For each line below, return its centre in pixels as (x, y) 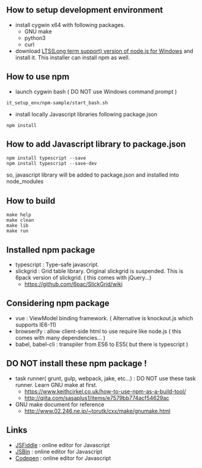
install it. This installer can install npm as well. (73, 57)
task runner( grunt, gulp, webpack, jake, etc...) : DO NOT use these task (105, 378)
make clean (20, 220)
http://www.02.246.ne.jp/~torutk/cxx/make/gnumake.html (97, 411)
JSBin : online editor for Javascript (59, 451)
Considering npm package (58, 303)
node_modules (25, 182)
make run (17, 231)
